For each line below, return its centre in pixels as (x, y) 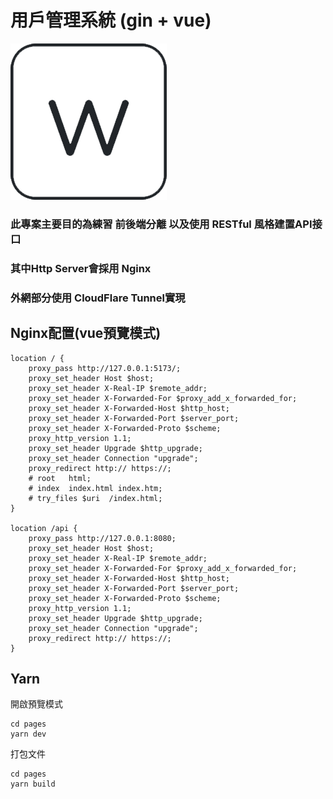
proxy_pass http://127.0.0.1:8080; (102, 538)
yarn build (33, 784)
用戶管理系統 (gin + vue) (111, 20)
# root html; (60, 478)
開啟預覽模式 (36, 704)
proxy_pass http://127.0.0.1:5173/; (105, 368)
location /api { (44, 528)
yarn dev (28, 734)
